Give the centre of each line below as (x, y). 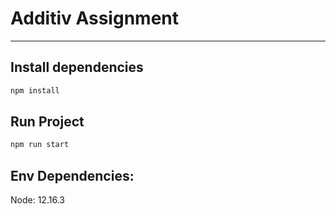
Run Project (47, 122)
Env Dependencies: (72, 175)
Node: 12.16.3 (37, 200)
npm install (35, 90)
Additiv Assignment (94, 18)
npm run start (40, 145)
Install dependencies (77, 67)
